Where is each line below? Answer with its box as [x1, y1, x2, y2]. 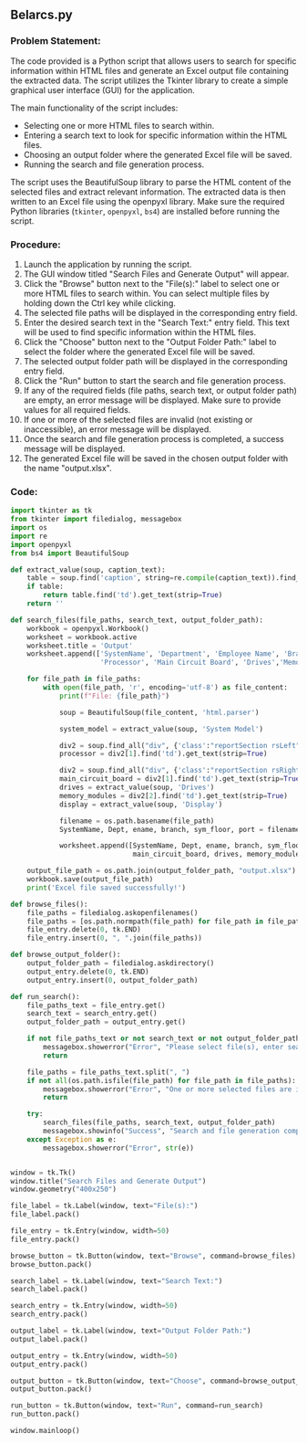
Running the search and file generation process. [23, 159, 205, 170]
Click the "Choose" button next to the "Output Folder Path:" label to [23, 336, 277, 347]
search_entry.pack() [10, 1310, 89, 1319]
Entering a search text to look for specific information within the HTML [23, 130, 288, 141]
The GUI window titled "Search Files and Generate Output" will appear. [23, 269, 290, 279]
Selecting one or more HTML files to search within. [23, 120, 215, 131]
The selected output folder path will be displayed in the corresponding [23, 355, 288, 366]
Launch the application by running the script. [23, 258, 192, 269]
